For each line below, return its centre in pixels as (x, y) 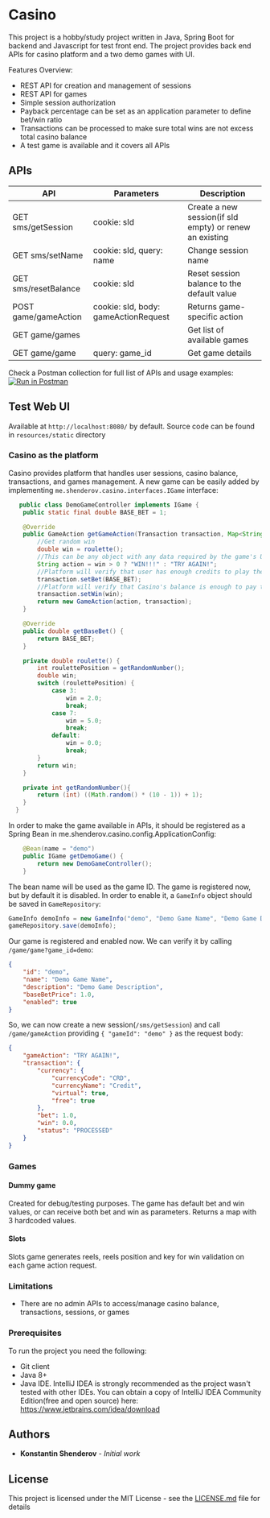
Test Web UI (39, 407)
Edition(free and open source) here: (79, 1400)
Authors (29, 1435)
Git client (35, 1366)
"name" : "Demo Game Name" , (68, 980)
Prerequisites (35, 1333)
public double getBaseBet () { (74, 631)
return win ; (57, 765)
